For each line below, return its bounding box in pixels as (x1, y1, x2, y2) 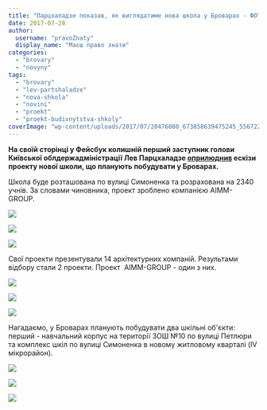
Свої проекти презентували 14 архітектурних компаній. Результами (8, 254, 238, 264)
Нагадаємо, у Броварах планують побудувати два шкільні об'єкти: (8, 322, 236, 332)
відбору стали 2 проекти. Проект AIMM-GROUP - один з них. (8, 262, 217, 271)
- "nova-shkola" (15, 93, 69, 101)
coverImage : (8, 123, 48, 131)
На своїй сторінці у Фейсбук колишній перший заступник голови (8, 144, 235, 154)
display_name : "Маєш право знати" (15, 41, 130, 49)
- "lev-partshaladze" (15, 85, 87, 94)
